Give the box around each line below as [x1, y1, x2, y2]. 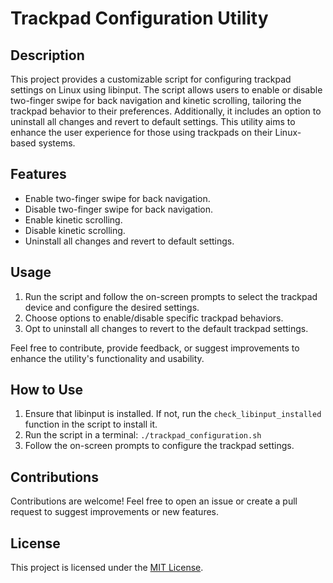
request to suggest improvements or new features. [10, 506, 220, 518]
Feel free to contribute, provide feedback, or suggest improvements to [10, 342, 300, 354]
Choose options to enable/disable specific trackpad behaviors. [24, 312, 284, 324]
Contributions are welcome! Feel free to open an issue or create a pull [10, 495, 298, 507]
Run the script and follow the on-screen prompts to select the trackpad [24, 290, 318, 302]
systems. [38, 137, 76, 149]
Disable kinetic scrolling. [24, 224, 126, 236]
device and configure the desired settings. [24, 301, 200, 313]
